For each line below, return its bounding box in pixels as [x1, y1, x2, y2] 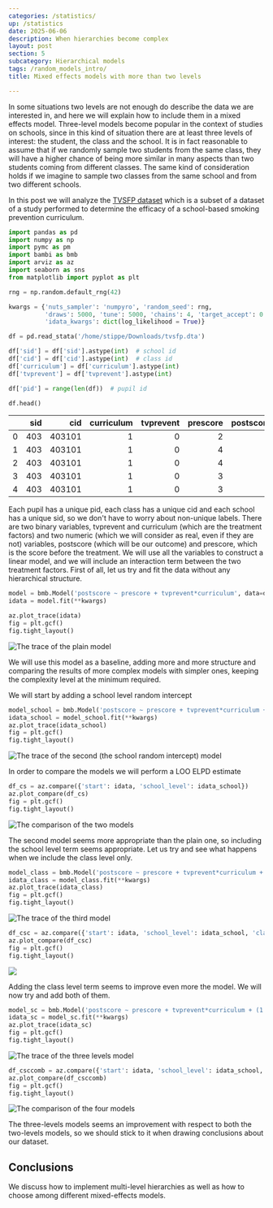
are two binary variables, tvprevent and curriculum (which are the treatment [8, 522, 262, 532]
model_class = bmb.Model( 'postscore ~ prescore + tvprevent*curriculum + [8, 868, 264, 877]
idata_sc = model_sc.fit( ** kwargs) [8, 1013, 129, 1022]
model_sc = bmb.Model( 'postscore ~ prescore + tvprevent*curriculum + [8, 1006, 253, 1014]
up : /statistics [8, 19, 63, 28]
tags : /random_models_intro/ [8, 65, 107, 73]
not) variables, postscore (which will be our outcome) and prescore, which [8, 539, 258, 549]
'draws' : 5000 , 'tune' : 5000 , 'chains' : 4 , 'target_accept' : [44, 310, 256, 318]
